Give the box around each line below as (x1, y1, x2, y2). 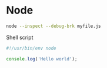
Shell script (6, 34, 34, 41)
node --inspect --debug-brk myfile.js (6, 23, 101, 29)
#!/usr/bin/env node (6, 45, 57, 51)
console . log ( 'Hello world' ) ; (6, 56, 78, 62)
